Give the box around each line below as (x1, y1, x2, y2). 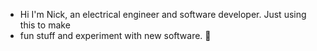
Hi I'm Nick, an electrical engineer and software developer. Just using (19, 9, 307, 20)
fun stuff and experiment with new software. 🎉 (19, 30, 212, 41)
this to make (19, 19, 71, 31)
